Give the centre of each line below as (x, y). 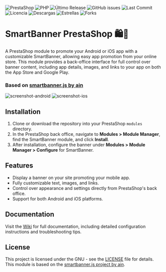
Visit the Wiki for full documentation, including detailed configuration (75, 226)
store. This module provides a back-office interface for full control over (78, 62)
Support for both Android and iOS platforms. (58, 198)
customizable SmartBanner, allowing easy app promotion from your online (81, 56)
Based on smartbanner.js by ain (44, 85)
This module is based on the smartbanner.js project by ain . (65, 265)
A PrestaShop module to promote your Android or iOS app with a (71, 51)
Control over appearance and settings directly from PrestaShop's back (85, 188)
